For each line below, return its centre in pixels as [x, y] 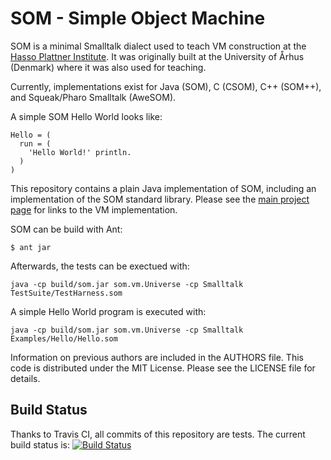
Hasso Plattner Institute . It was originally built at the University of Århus [157, 56]
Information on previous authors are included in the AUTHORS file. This [157, 357]
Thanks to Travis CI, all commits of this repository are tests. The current [158, 434]
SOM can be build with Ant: [66, 229]
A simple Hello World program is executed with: [108, 311]
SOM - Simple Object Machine [138, 18]
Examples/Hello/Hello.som [64, 338]
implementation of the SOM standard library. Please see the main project [160, 199]
